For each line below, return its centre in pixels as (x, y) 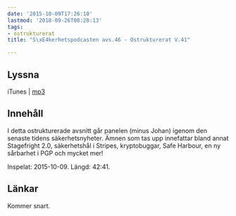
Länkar (23, 189)
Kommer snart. (29, 205)
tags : (15, 27)
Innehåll (25, 114)
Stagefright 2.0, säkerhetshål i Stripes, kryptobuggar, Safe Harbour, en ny (114, 146)
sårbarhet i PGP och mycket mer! (55, 153)
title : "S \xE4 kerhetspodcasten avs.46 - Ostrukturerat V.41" (99, 40)
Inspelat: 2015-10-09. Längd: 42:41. (59, 167)
